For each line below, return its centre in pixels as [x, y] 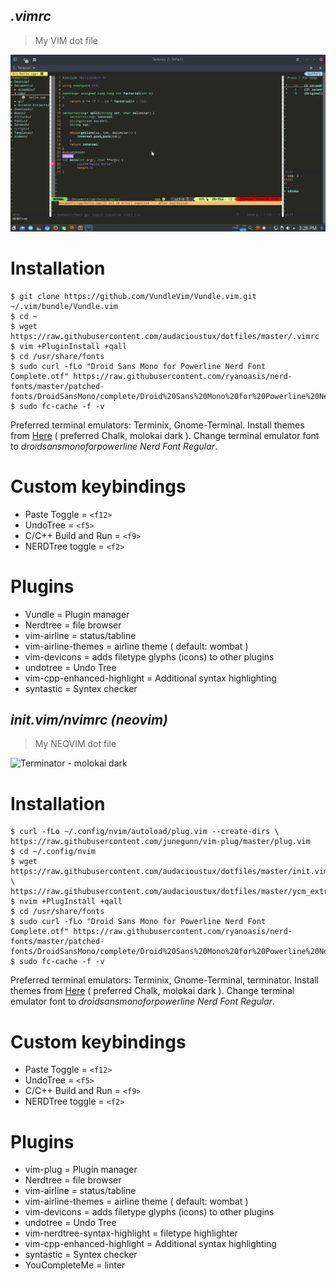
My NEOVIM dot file [75, 744]
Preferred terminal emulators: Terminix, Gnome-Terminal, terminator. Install [164, 980]
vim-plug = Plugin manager [81, 1170]
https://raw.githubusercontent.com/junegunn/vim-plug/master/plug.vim [160, 842]
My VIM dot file [66, 40]
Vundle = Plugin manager [77, 614]
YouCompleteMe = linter [75, 1265]
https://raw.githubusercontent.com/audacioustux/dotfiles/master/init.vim [169, 872]
